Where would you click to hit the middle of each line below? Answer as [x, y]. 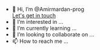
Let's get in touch [34, 15]
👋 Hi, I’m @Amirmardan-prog [48, 9]
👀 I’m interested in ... [38, 22]
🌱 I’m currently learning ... [44, 28]
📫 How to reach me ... [40, 41]
